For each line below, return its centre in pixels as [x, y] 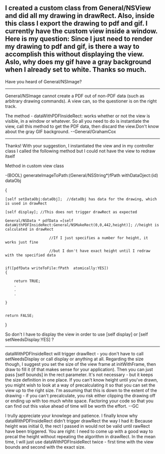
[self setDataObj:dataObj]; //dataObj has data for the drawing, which [81, 199]
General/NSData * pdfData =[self [39, 221]
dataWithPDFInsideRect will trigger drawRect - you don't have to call [74, 353]
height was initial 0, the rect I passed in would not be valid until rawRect [78, 426]
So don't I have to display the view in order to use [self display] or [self [77, 334]
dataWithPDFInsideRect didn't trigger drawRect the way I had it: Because [79, 420]
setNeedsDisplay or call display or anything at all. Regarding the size [74, 359]
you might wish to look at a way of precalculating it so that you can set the [80, 385]
